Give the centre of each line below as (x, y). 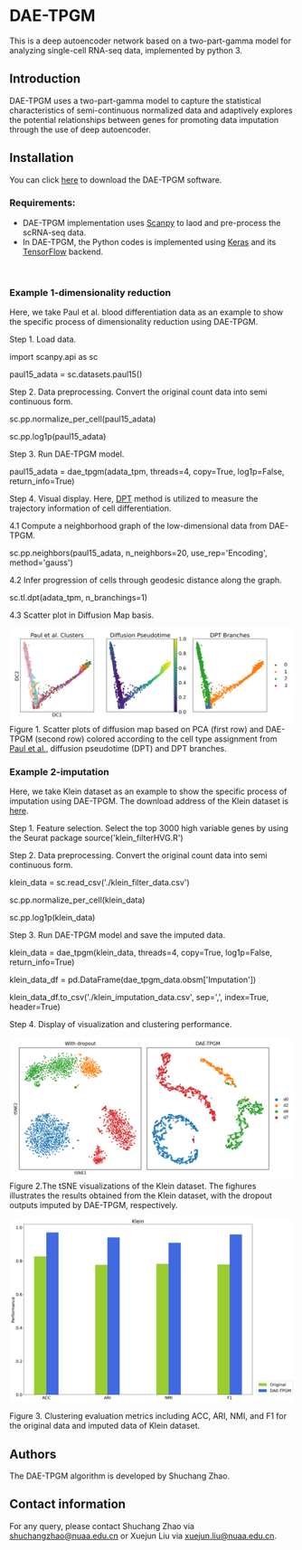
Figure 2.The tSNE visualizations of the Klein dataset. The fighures (133, 1186)
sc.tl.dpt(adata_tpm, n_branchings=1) (78, 598)
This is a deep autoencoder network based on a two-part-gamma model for (151, 41)
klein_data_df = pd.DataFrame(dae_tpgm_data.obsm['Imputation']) (133, 980)
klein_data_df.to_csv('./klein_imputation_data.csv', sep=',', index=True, (139, 997)
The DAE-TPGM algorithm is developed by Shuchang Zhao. (120, 1476)
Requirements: (42, 203)
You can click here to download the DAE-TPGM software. (116, 180)
